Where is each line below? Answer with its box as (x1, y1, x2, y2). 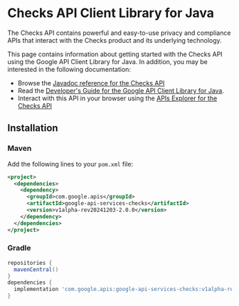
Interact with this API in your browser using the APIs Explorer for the (17, 94, 218, 102)
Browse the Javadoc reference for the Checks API (17, 78, 165, 87)
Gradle (7, 243, 31, 253)
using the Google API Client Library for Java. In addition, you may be (7, 57, 208, 65)
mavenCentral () (14, 265, 59, 273)
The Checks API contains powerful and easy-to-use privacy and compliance (7, 28, 231, 37)
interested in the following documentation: (7, 65, 132, 73)
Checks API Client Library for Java (7, 5, 215, 21)
